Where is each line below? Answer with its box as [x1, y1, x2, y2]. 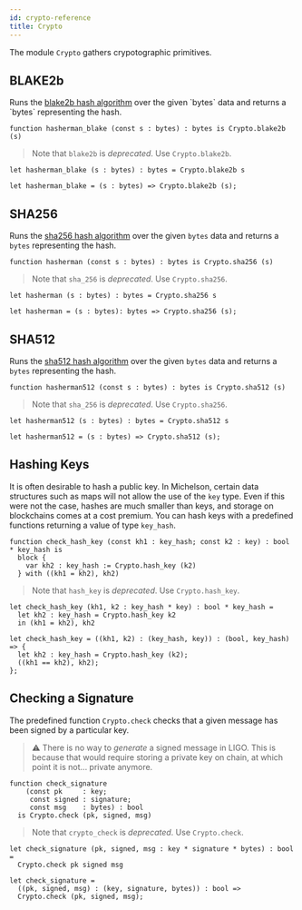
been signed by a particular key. [9, 724, 130, 736]
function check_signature [9, 778, 107, 788]
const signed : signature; [29, 795, 132, 804]
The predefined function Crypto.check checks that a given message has [9, 715, 278, 726]
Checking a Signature [9, 691, 134, 707]
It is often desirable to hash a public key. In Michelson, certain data [9, 480, 259, 491]
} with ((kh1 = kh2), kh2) [17, 569, 120, 578]
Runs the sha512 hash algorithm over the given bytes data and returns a [9, 355, 278, 366]
